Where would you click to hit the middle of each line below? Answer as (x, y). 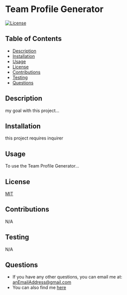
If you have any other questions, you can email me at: (67, 277)
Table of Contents (34, 39)
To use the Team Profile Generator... (42, 166)
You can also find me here (39, 287)
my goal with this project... (32, 110)
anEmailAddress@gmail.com (42, 282)
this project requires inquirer (34, 138)
